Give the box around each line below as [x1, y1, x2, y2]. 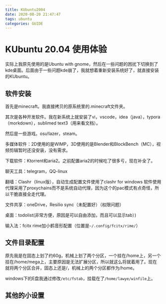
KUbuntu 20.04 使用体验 [5, 44, 108, 55]
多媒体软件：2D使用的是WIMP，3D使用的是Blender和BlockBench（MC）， [5, 141, 157, 147]
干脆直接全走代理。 [9, 191, 49, 197]
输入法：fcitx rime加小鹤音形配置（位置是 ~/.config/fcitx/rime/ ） [5, 223, 140, 228]
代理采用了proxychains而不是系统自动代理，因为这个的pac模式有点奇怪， [5, 185, 155, 191]
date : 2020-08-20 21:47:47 [5, 12, 61, 17]
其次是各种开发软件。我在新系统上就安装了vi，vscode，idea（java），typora [5, 114, 161, 120]
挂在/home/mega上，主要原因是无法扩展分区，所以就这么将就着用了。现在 [5, 259, 158, 264]
